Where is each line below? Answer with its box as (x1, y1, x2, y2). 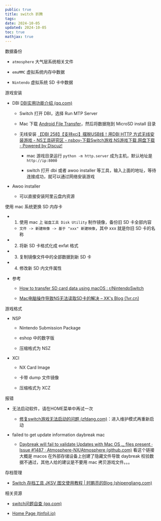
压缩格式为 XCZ (19, 385, 51, 390)
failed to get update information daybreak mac (12, 432, 105, 438)
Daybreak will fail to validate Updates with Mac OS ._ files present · (19, 441, 153, 447)
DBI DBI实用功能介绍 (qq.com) (12, 100, 73, 106)
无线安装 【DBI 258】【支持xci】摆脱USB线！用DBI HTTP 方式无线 (19, 131, 150, 137)
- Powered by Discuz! (19, 142, 63, 149)
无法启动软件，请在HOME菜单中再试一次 (12, 405, 93, 411)
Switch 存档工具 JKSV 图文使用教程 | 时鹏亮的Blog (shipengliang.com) (12, 480, 153, 485)
